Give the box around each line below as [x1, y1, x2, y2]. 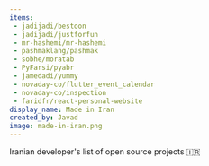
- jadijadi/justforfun [13, 30, 99, 39]
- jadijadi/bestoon [13, 22, 87, 31]
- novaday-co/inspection [13, 88, 106, 97]
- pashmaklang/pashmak [13, 47, 99, 56]
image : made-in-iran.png [9, 122, 103, 131]
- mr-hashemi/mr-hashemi [13, 38, 106, 48]
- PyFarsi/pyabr [13, 64, 75, 73]
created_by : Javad [9, 113, 78, 122]
